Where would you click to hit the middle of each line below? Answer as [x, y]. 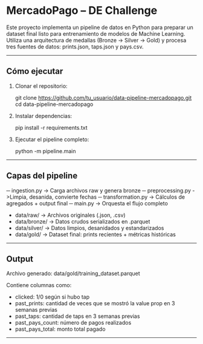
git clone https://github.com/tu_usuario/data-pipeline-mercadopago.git [103, 98]
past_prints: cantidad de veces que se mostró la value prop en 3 [95, 303]
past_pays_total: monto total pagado [60, 329]
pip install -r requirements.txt [51, 127]
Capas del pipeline [42, 176]
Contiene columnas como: [39, 285]
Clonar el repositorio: [41, 86]
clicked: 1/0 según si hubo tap [52, 297]
